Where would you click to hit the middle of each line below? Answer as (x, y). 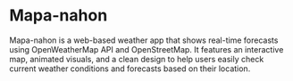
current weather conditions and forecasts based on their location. (130, 69)
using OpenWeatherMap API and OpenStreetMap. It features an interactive (146, 49)
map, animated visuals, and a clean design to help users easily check (137, 59)
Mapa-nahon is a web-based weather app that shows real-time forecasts (144, 40)
